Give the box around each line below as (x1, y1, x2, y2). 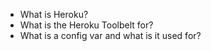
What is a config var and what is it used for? (19, 30, 202, 41)
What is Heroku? (19, 9, 89, 20)
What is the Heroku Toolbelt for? (19, 19, 154, 31)
